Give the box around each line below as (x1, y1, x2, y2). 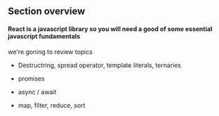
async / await (17, 88, 57, 96)
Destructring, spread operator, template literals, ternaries (17, 61, 181, 69)
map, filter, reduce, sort (17, 101, 86, 109)
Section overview (8, 6, 86, 17)
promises (17, 74, 45, 82)
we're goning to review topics (8, 48, 93, 56)
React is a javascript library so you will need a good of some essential (8, 24, 213, 33)
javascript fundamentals (8, 32, 81, 40)
